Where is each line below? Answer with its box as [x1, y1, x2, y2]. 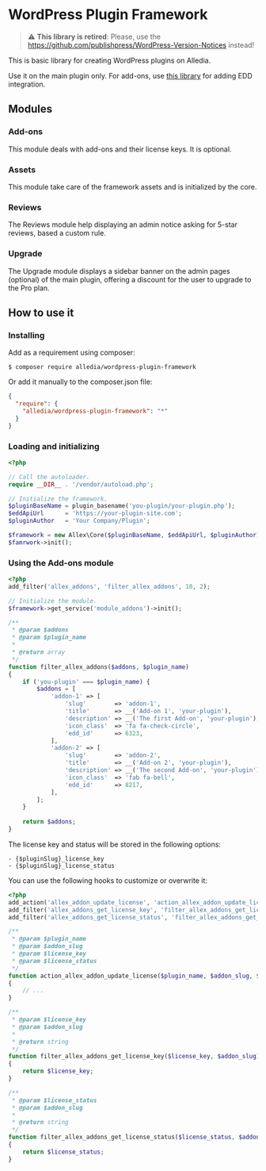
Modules [8, 102, 53, 116]
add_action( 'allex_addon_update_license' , [8, 898, 150, 906]
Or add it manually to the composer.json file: [8, 377, 153, 386]
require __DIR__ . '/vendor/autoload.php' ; [8, 480, 154, 489]
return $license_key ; [22, 1067, 93, 1076]
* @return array [11, 648, 66, 656]
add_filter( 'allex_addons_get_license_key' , [8, 906, 158, 914]
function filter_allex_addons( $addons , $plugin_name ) [8, 662, 190, 671]
